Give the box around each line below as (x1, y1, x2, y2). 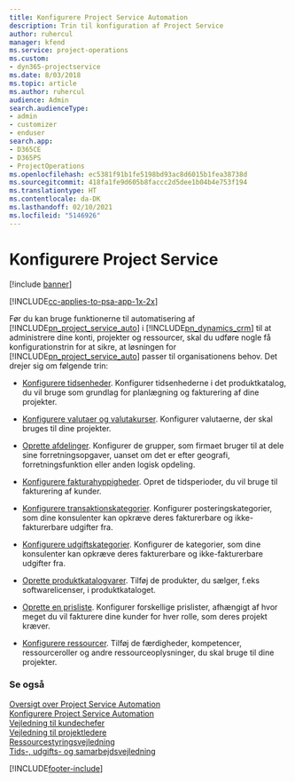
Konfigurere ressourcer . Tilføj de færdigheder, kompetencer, (21, 637, 242, 648)
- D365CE (9, 145, 42, 154)
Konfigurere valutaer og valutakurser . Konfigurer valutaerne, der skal (21, 414, 273, 424)
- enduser (9, 129, 46, 138)
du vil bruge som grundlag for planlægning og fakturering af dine (21, 387, 260, 398)
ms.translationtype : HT (9, 186, 97, 195)
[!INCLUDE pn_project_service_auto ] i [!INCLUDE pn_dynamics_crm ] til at (9, 322, 272, 333)
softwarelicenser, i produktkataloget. (21, 584, 157, 595)
